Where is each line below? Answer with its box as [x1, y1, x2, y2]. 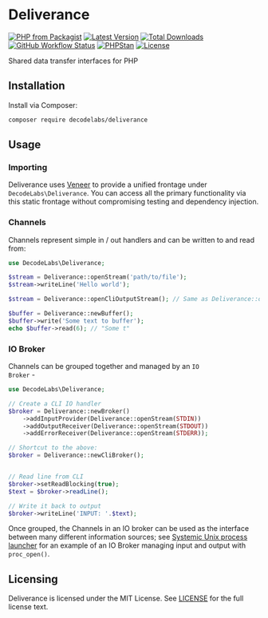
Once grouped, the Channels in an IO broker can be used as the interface [8, 524, 250, 533]
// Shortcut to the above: [8, 444, 98, 452]
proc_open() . [8, 549, 50, 559]
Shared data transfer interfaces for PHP [8, 56, 138, 65]
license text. [8, 602, 49, 612]
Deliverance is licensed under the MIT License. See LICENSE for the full [8, 593, 244, 604]
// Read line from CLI [8, 473, 84, 481]
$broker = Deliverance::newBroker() [8, 407, 130, 415]
